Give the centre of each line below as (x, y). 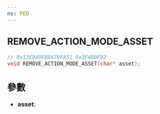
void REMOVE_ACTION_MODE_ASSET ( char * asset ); (74, 64)
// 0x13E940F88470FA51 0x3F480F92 (57, 57)
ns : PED (18, 13)
